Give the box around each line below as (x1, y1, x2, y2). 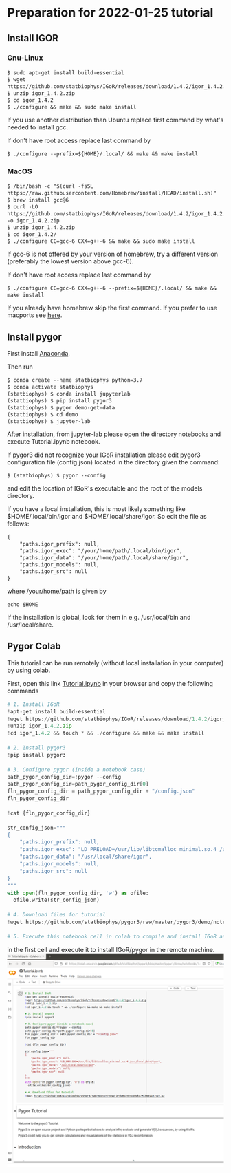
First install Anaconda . (7, 349, 71, 357)
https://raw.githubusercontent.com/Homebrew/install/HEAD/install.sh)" (7, 190, 217, 197)
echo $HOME (7, 601, 38, 608)
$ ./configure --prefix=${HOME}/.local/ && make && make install (7, 150, 198, 158)
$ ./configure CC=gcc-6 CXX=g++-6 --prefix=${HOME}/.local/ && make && (7, 285, 217, 292)
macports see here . (7, 311, 63, 319)
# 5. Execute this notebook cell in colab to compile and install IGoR (7, 933, 217, 940)
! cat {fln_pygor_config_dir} (7, 810, 91, 817)
